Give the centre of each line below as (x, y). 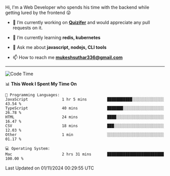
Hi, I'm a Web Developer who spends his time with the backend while (77, 7)
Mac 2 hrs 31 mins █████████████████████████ (85, 154)
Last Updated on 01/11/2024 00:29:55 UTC (50, 168)
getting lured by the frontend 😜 (38, 13)
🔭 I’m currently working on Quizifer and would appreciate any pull (81, 22)
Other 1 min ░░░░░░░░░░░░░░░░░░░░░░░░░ (85, 135)
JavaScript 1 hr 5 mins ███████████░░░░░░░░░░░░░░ (85, 99)
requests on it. (28, 28)
